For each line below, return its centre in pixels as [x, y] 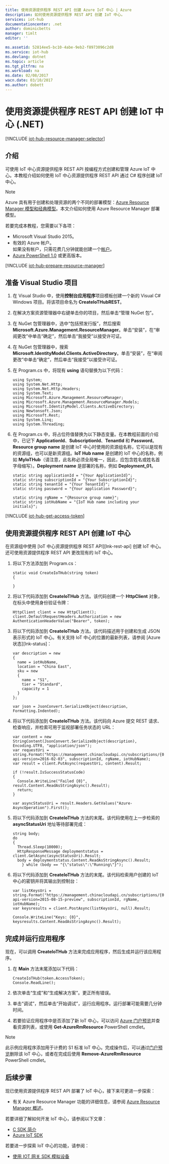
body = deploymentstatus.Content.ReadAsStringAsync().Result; [84, 860]
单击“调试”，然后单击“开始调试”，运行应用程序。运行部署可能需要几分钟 [87, 1004]
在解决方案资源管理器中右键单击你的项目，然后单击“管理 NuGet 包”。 [84, 313]
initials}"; [25, 507]
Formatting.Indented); [36, 711]
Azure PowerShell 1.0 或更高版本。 [48, 255]
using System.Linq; [33, 420]
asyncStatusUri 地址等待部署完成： [50, 824]
